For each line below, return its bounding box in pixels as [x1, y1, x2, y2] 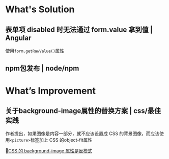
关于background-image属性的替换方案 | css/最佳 [5, 106, 161, 115]
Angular [5, 33, 32, 42]
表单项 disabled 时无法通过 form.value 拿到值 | [5, 25, 153, 34]
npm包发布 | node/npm [5, 64, 79, 73]
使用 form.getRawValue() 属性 [5, 48, 65, 54]
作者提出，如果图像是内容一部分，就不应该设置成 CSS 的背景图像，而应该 [5, 130, 160, 137]
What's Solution [5, 4, 75, 15]
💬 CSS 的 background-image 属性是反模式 [5, 148, 93, 154]
